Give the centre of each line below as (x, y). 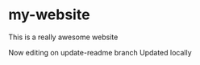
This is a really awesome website (63, 37)
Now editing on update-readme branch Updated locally (100, 52)
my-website (49, 15)
